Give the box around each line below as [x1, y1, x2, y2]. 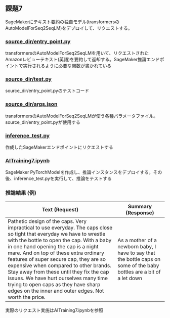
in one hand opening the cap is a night [8, 243, 99, 250]
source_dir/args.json [5, 101, 58, 108]
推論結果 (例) [5, 190, 37, 197]
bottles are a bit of [117, 268, 161, 275]
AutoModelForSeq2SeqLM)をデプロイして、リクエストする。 [5, 25, 133, 31]
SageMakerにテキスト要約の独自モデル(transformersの [5, 19, 120, 25]
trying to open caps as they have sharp [8, 281, 101, 288]
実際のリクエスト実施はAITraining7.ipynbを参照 [5, 307, 104, 313]
